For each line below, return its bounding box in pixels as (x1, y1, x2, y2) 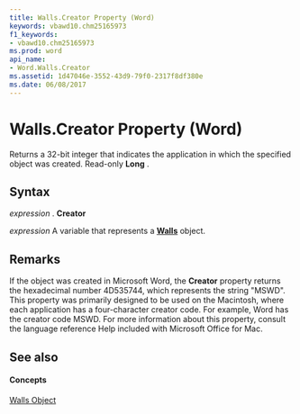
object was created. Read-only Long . (9, 158, 150, 169)
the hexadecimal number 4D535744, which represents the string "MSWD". (9, 285, 286, 296)
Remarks (9, 251, 61, 266)
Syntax (9, 184, 50, 199)
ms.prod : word (9, 47, 63, 56)
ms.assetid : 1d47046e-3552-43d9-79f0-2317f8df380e (9, 72, 204, 81)
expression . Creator (9, 208, 86, 219)
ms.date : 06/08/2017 (9, 80, 87, 89)
